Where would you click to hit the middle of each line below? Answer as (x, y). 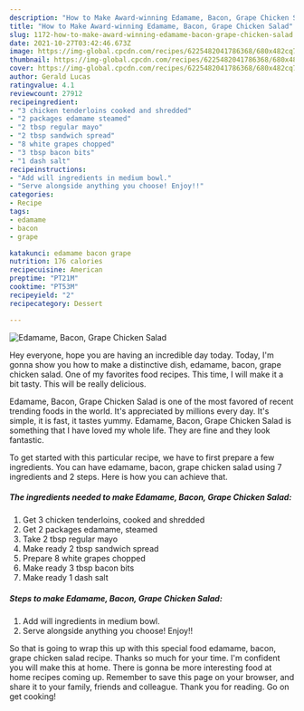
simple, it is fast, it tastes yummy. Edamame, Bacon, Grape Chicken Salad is (151, 420)
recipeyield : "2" (42, 295)
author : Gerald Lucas (50, 77)
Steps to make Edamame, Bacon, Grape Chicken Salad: (116, 599)
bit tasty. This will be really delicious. (78, 384)
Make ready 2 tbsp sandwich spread (90, 549)
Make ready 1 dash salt (65, 578)
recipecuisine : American (56, 270)
